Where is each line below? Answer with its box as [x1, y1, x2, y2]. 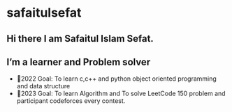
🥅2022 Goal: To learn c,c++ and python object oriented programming [16, 74, 217, 83]
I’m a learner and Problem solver [6, 56, 151, 67]
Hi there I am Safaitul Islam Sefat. [6, 33, 154, 45]
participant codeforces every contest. [16, 97, 126, 105]
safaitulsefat [6, 5, 82, 21]
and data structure [16, 82, 71, 90]
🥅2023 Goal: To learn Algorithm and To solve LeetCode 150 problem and [16, 89, 226, 98]
